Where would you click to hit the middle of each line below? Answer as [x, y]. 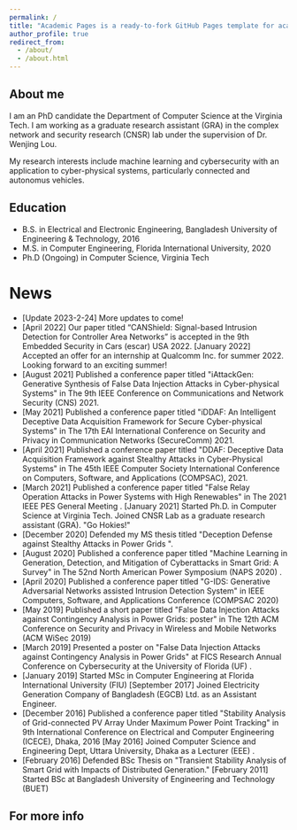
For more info [47, 816]
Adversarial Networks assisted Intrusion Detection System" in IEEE [143, 591]
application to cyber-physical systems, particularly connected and [129, 170]
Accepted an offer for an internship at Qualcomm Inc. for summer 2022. [153, 355]
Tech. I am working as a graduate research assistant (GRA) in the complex [144, 125]
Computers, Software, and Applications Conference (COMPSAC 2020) [150, 600]
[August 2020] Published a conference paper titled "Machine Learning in [155, 553]
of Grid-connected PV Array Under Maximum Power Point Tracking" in [150, 722]
